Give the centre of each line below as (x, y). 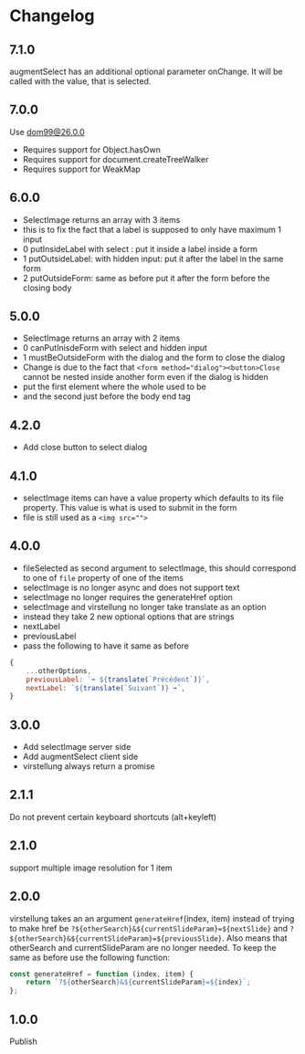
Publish (24, 1041)
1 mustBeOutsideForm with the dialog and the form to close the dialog (154, 358)
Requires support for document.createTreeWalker (116, 159)
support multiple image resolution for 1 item (91, 868)
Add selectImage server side (77, 747)
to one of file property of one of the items (103, 577)
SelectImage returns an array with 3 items (101, 219)
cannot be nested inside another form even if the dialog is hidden (146, 377)
